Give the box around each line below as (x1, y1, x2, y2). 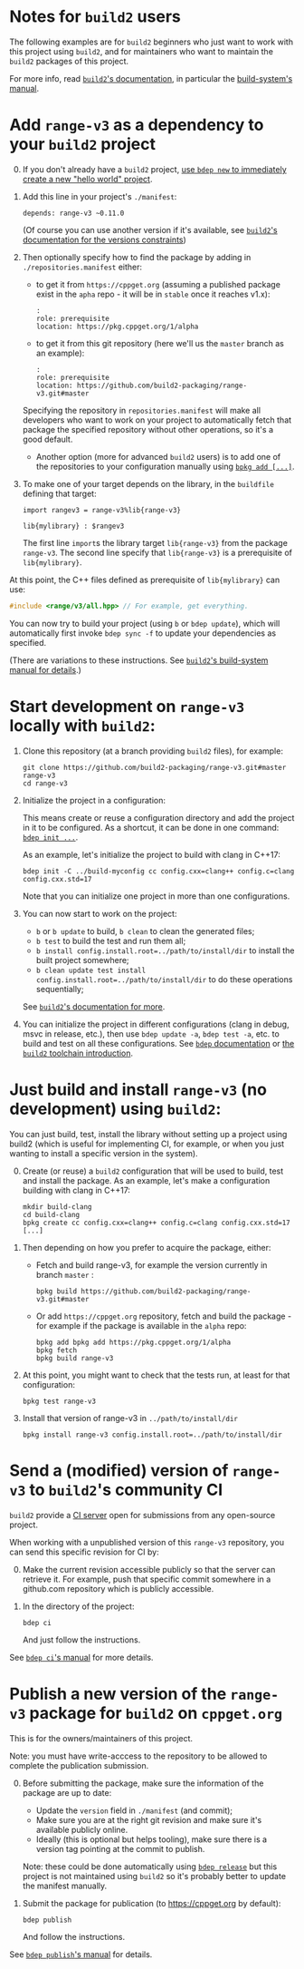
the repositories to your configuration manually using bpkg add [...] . (35, 461, 296, 472)
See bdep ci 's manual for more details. (9, 1652, 154, 1662)
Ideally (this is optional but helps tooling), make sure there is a (35, 1834, 268, 1845)
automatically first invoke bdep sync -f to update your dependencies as (9, 628, 277, 638)
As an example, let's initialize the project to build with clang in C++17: (22, 849, 280, 860)
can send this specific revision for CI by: (9, 1546, 160, 1557)
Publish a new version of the (9, 1683, 227, 1704)
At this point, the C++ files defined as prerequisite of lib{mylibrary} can (9, 574, 280, 585)
